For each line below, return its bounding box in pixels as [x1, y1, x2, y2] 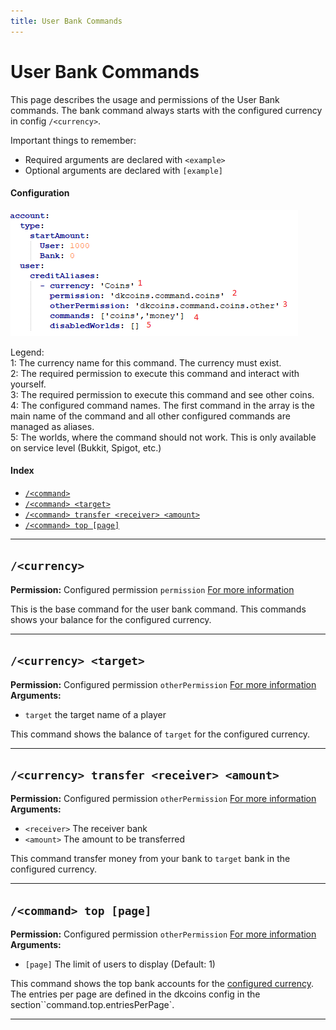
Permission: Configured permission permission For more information [10, 583, 295, 595]
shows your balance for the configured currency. [10, 613, 212, 625]
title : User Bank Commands [10, 16, 123, 26]
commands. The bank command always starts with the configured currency [10, 104, 323, 116]
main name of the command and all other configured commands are [10, 410, 291, 422]
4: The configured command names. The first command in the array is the [10, 399, 315, 411]
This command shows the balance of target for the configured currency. [10, 728, 311, 740]
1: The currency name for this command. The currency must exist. [10, 356, 282, 369]
